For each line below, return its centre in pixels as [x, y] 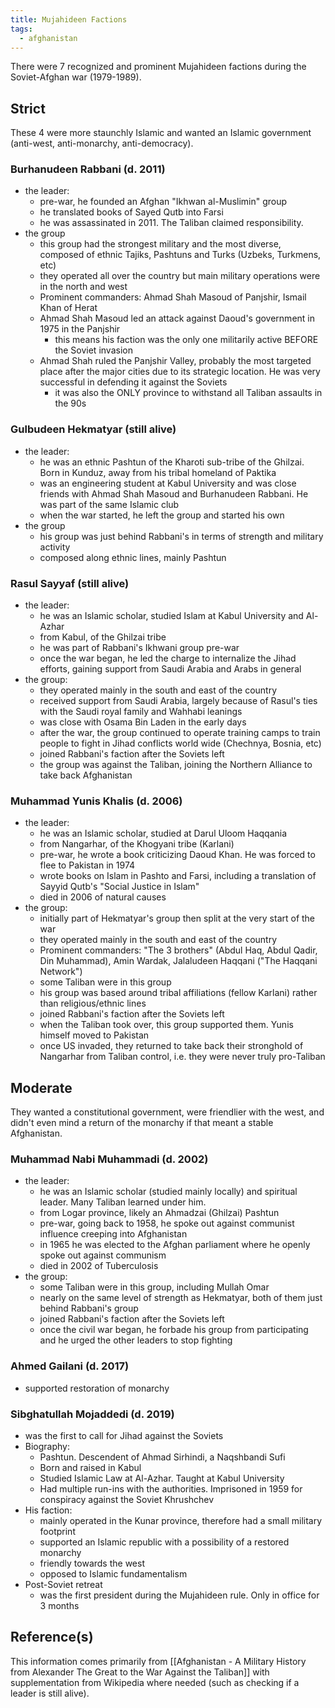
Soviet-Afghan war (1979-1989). [76, 77]
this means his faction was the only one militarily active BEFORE [186, 340]
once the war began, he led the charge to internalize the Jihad [168, 658]
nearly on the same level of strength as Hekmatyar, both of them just [181, 1298]
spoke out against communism [103, 1255]
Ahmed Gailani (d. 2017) [70, 1366]
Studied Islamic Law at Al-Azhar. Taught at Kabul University [162, 1478]
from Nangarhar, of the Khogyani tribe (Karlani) [137, 844]
